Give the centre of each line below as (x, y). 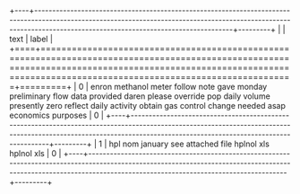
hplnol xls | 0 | (35, 153)
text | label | (31, 39)
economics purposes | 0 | (57, 115)
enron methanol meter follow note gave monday (179, 87)
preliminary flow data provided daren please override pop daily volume (140, 96)
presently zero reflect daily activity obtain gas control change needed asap (148, 106)
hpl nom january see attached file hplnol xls (189, 144)
